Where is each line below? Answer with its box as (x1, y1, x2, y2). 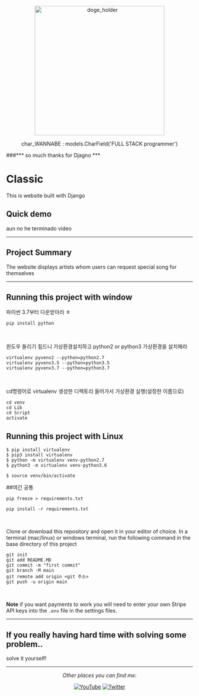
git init (6, 552, 28, 558)
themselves (6, 269, 34, 276)
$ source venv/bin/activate (6, 473, 76, 479)
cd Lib (6, 405, 23, 411)
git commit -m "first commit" (6, 562, 81, 568)
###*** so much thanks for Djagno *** (6, 152, 101, 159)
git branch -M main (6, 568, 54, 573)
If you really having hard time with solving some (6, 630, 187, 640)
